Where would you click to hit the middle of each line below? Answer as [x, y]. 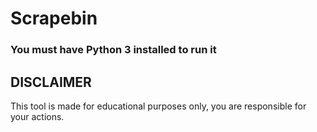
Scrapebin [54, 18]
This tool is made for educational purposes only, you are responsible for [158, 106]
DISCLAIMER [51, 82]
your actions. [37, 116]
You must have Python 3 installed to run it [113, 50]
